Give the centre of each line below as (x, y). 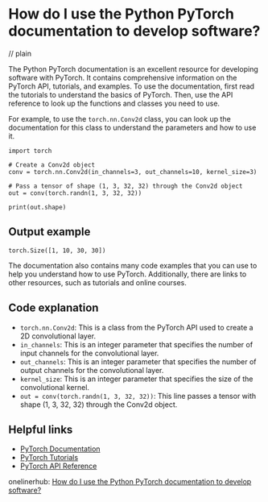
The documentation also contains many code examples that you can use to (133, 265)
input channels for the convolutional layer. (89, 353)
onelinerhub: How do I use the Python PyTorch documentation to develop (130, 482)
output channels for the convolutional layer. (92, 370)
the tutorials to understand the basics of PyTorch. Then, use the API (121, 94)
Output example (49, 232)
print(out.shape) (37, 207)
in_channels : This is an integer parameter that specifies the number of (136, 344)
